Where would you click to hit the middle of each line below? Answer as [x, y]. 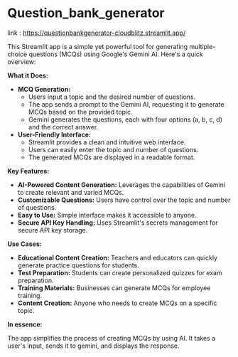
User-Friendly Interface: [54, 134]
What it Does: [28, 75]
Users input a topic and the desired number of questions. [112, 97]
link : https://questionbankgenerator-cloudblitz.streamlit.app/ [97, 33]
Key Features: [28, 171]
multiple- [202, 46]
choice [17, 54]
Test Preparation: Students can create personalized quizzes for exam [120, 272]
